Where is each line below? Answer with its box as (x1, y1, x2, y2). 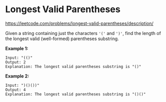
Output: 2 (5, 59, 26, 64)
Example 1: (5, 45, 29, 51)
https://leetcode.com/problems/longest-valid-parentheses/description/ (5, 20, 153, 26)
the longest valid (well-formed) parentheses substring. (5, 36, 119, 42)
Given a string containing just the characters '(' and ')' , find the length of (5, 30, 161, 36)
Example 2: (5, 73, 29, 79)
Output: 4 (5, 87, 26, 92)
